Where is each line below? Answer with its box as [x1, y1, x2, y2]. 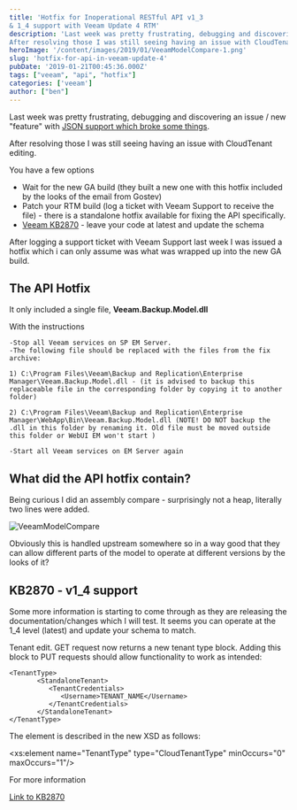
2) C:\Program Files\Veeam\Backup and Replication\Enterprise [9, 408, 243, 417]
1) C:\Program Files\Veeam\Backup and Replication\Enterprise [9, 369, 243, 379]
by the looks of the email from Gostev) [21, 191, 162, 202]
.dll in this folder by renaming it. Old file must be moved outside [9, 424, 271, 433]
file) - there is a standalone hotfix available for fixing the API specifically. [21, 210, 286, 220]
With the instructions [9, 321, 86, 332]
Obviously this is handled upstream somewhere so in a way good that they [9, 538, 280, 549]
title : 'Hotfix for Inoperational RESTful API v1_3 [9, 12, 203, 22]
